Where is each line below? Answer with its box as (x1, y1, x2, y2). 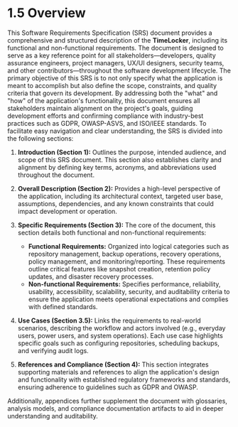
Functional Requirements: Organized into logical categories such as (28, 242, 229, 250)
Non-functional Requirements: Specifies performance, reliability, (28, 279, 221, 288)
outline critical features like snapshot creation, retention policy (28, 264, 211, 273)
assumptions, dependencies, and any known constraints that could (17, 199, 215, 207)
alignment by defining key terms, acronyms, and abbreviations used (17, 163, 217, 171)
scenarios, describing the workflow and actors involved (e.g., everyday (17, 323, 226, 332)
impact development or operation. (17, 207, 117, 215)
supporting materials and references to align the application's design (17, 367, 220, 376)
